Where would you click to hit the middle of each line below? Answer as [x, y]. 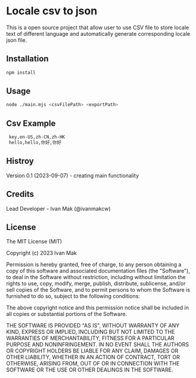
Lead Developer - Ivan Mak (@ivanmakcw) [59, 208]
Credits [20, 194]
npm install [21, 73]
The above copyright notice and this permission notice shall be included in [97, 308]
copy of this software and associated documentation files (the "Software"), [98, 271]
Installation [27, 59]
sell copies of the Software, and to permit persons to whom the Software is [98, 290]
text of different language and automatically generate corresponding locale [98, 33]
